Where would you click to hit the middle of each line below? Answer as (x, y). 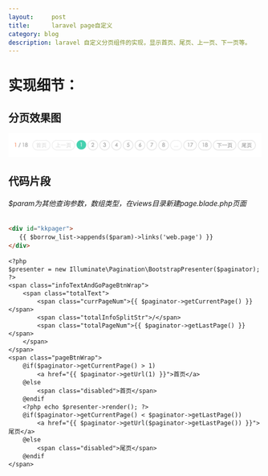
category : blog (34, 34)
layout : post (37, 17)
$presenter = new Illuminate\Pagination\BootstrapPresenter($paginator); (134, 269)
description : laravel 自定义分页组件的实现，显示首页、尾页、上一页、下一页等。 (130, 43)
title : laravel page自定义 (61, 25)
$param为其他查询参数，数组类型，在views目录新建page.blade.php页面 (128, 203)
